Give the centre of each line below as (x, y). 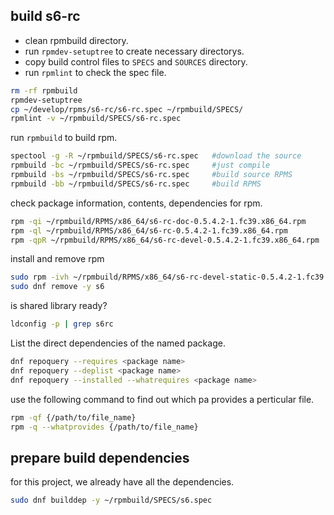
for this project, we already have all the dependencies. (122, 482)
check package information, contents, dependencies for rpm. (136, 203)
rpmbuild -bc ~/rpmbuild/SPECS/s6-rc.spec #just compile (140, 165)
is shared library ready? (59, 306)
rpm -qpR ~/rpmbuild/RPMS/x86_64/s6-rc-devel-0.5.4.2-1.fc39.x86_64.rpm (165, 240)
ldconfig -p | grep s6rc (62, 324)
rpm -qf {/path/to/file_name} (73, 417)
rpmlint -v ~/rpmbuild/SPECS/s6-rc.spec (96, 119)
